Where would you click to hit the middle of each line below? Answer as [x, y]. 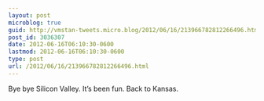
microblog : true [35, 23]
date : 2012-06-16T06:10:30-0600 [61, 45]
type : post [26, 60]
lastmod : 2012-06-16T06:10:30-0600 [66, 52]
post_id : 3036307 [37, 37]
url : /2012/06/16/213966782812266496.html [79, 67]
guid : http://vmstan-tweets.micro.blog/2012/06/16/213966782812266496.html [135, 30]
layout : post [29, 15]
